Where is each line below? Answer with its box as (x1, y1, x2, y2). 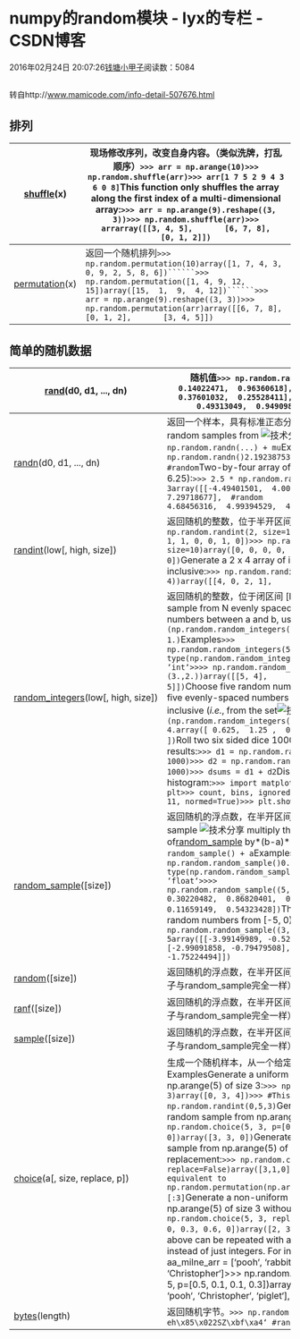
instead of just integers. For (166, 1244, 282, 1257)
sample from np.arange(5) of (166, 1141, 288, 1154)
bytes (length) (13, 1309, 71, 1322)
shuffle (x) (23, 188, 67, 200)
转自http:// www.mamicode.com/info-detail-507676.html (9, 89, 215, 100)
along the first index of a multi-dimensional (90, 192, 281, 205)
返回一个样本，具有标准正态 (166, 415, 284, 428)
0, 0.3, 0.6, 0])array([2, (166, 1224, 281, 1234)
